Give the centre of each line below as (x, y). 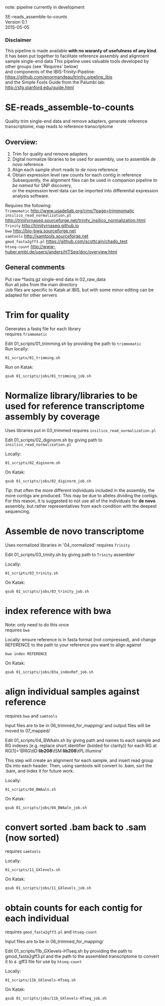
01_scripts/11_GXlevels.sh (33, 870)
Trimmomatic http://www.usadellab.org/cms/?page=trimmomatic (70, 211)
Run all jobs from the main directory (41, 284)
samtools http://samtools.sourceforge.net (47, 236)
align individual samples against (72, 691)
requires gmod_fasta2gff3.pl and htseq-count (51, 932)
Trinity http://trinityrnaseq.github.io (42, 226)
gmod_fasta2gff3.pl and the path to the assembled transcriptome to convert (82, 957)
